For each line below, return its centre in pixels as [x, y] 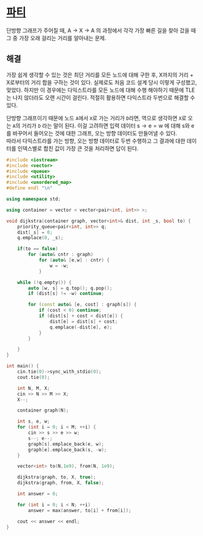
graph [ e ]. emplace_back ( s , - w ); [68, 450]
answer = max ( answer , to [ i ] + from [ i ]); [80, 511]
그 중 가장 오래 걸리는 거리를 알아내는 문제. [56, 38]
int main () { [23, 366]
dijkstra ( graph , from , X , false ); [61, 483]
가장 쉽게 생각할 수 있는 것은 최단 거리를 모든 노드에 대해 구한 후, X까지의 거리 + [100, 75]
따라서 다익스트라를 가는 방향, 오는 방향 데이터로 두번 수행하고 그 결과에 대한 [96, 141]
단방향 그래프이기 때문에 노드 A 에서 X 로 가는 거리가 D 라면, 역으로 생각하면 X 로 [96, 118]
